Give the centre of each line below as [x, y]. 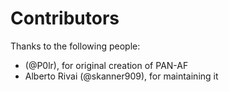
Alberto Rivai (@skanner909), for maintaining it [121, 76]
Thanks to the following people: [75, 46]
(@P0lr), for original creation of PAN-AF [106, 65]
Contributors [65, 18]
